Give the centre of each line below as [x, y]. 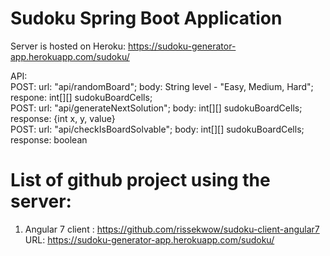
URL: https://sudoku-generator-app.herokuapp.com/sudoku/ [149, 239]
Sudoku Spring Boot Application [146, 18]
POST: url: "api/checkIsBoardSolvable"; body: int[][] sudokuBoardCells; [157, 129]
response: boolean [49, 139]
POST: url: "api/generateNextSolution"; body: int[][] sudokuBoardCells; [156, 108]
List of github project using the [140, 180]
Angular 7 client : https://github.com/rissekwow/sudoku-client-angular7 [172, 229]
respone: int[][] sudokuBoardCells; [81, 97]
